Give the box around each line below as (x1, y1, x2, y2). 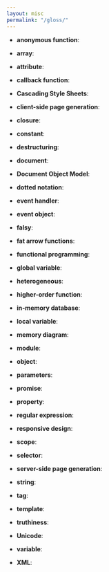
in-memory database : (16, 304, 81, 312)
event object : (16, 210, 56, 218)
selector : (16, 451, 43, 459)
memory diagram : (16, 330, 69, 339)
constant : (16, 129, 46, 138)
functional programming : (16, 250, 90, 258)
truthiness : (16, 518, 49, 526)
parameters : (16, 371, 53, 379)
